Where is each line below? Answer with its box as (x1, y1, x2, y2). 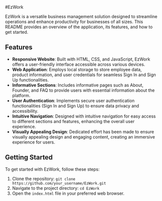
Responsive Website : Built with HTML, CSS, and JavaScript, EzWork (12, 56, 150, 62)
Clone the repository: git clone (12, 176, 75, 181)
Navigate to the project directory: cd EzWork (12, 185, 100, 191)
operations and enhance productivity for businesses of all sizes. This (5, 19, 144, 24)
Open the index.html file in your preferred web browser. (12, 190, 125, 196)
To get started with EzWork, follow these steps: (5, 166, 100, 172)
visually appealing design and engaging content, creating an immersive (12, 134, 155, 140)
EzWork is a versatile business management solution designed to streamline (5, 14, 158, 19)
